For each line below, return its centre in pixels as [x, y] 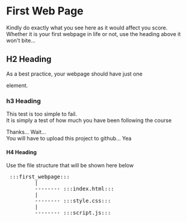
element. [17, 85]
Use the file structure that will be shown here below [70, 166]
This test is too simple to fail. [41, 114]
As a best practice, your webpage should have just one [75, 74]
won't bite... [21, 40]
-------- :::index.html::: [74, 189]
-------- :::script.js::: [73, 213]
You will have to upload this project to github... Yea [69, 139]
